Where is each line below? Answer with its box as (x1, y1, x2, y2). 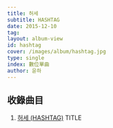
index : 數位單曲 (7, 61, 50, 68)
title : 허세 (7, 10, 39, 17)
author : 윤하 (7, 67, 42, 74)
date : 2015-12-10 (7, 23, 57, 29)
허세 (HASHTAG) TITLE (17, 114, 82, 122)
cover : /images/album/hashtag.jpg (7, 49, 107, 55)
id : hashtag (7, 42, 41, 49)
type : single (7, 55, 45, 62)
